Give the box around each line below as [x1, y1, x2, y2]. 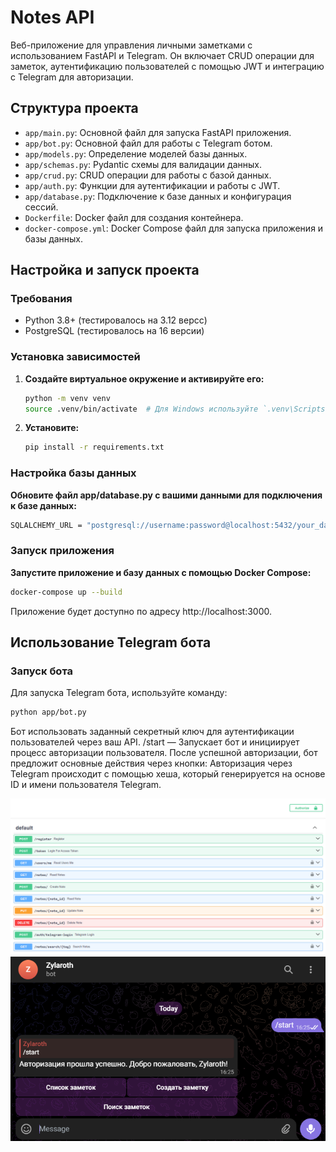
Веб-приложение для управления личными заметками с [10, 39, 253, 51]
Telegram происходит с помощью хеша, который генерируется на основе [10, 768, 326, 780]
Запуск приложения [10, 544, 115, 558]
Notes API [10, 6, 95, 29]
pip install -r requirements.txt [24, 442, 165, 453]
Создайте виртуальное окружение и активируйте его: [24, 372, 265, 385]
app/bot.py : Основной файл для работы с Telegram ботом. [24, 137, 273, 149]
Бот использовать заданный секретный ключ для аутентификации [10, 726, 295, 738]
